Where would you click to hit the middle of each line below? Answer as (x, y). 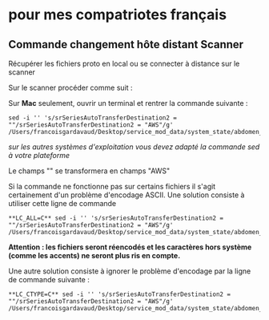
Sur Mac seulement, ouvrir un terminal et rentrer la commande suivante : (128, 103)
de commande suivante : (49, 279)
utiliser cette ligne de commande (62, 203)
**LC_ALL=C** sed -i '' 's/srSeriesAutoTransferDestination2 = (116, 218)
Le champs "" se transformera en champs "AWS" (89, 171)
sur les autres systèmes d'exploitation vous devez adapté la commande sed (134, 147)
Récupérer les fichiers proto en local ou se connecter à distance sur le (124, 63)
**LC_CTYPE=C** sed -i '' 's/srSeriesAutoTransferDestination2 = (119, 294)
